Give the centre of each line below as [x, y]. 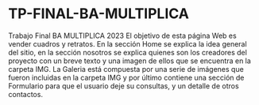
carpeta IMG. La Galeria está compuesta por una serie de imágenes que [126, 69]
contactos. [26, 94]
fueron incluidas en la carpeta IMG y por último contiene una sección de [126, 77]
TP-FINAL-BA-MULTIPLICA [99, 14]
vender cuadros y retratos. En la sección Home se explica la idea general [128, 43]
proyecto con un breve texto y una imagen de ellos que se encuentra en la [130, 61]
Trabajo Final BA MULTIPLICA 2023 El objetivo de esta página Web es [122, 36]
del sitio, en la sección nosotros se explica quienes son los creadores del [128, 52]
